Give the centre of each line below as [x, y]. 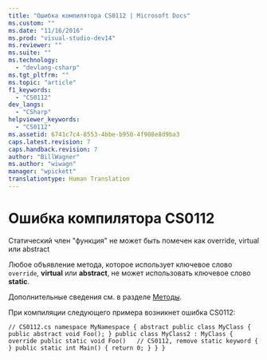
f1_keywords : [30, 90]
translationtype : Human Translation [69, 179]
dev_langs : [26, 105]
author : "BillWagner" [44, 156]
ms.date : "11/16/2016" [46, 30]
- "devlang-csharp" [48, 68]
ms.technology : [33, 61]
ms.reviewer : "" [35, 45]
